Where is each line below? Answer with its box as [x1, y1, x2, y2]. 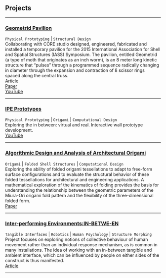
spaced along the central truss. [5, 73, 69, 79]
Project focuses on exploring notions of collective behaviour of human [5, 236, 148, 242]
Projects [5, 4, 32, 12]
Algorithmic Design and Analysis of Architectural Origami [5, 150, 146, 157]
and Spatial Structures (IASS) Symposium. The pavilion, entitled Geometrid [5, 52, 157, 57]
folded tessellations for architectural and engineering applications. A [5, 176, 144, 182]
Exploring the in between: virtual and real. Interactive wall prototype [5, 122, 143, 128]
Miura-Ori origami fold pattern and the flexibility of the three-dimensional [5, 192, 154, 198]
